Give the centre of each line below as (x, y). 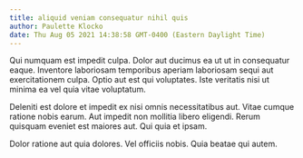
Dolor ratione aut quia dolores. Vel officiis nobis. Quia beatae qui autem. (144, 144)
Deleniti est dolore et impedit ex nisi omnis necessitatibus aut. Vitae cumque (152, 107)
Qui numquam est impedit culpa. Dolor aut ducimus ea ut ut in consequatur (150, 61)
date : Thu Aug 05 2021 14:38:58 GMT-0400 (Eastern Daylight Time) (137, 35)
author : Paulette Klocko (56, 26)
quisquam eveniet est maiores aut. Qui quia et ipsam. (108, 126)
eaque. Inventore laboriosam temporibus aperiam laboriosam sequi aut (142, 70)
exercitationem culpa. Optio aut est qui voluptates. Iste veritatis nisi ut (139, 80)
